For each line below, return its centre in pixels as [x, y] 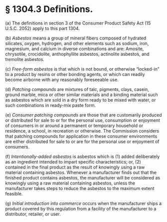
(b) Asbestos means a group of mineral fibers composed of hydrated [76, 38]
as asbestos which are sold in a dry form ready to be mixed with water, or [81, 100]
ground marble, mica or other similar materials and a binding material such [82, 94]
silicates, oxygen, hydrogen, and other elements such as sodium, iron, [77, 43]
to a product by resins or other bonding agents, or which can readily [75, 74]
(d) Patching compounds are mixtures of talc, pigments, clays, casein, [77, 89]
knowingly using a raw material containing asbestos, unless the [70, 183]
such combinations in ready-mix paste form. [51, 105]
